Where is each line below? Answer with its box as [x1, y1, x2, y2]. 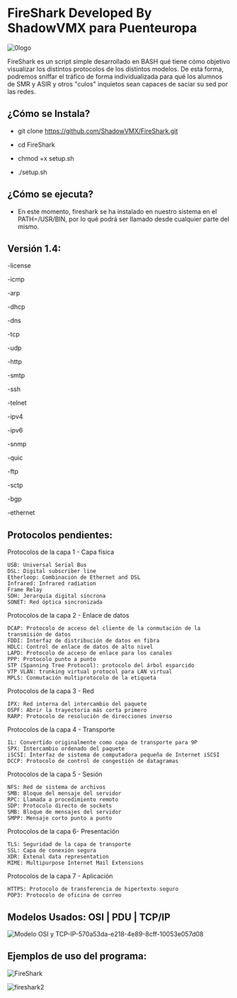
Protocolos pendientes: [7, 529, 113, 541]
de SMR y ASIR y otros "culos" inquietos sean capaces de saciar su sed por [7, 79, 229, 88]
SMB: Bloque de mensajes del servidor [7, 809, 122, 816]
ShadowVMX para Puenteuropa [7, 20, 197, 36]
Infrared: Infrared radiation [7, 580, 97, 587]
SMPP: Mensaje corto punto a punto [7, 815, 112, 822]
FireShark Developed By [7, 5, 152, 21]
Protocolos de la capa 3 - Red [7, 687, 94, 696]
